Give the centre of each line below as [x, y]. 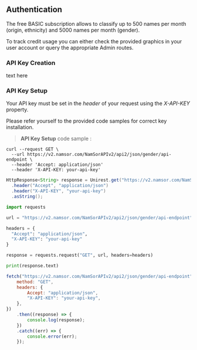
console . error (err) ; [52, 337]
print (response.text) [33, 266]
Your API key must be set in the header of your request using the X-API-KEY [98, 103]
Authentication [34, 10]
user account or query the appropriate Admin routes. [70, 47]
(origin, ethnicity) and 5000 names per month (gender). [73, 30]
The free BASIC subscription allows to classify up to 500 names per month [96, 23]
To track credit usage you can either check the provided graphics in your [94, 41]
